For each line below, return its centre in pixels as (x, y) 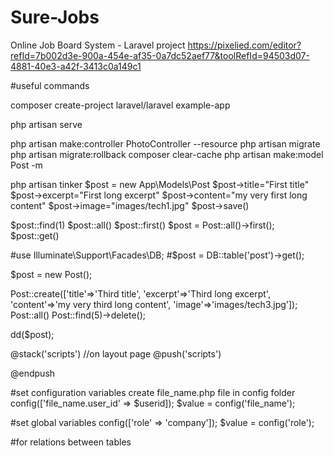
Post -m (26, 165)
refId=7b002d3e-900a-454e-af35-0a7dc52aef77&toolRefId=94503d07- (160, 55)
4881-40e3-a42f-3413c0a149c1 (76, 66)
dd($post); (32, 334)
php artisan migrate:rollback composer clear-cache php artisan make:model (167, 154)
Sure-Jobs (55, 17)
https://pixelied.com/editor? (244, 45)
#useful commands (50, 85)
